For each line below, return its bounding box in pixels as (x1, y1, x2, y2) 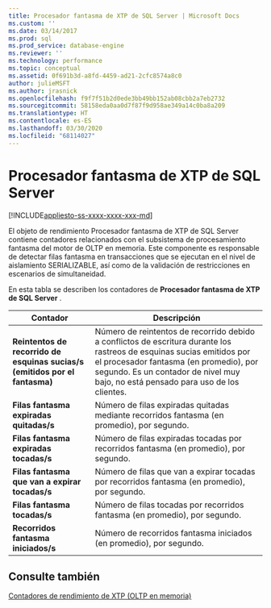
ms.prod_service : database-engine (8, 42, 125, 50)
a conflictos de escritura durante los (94, 335, 231, 347)
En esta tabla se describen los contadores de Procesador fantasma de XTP (8, 284, 261, 294)
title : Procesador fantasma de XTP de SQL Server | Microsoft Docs (8, 11, 240, 20)
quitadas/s (12, 419, 55, 431)
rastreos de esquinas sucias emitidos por (94, 346, 251, 357)
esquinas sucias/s (12, 356, 85, 367)
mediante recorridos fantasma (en (94, 409, 224, 420)
